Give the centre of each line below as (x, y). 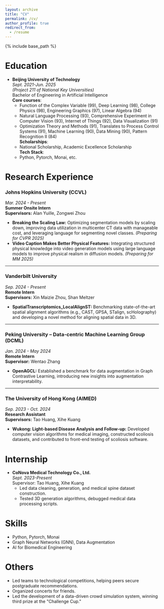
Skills (16, 524)
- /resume (19, 32)
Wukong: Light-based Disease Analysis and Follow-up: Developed (81, 429)
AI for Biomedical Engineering (42, 547)
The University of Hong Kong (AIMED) (51, 399)
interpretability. (27, 381)
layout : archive (21, 10)
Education (26, 66)
